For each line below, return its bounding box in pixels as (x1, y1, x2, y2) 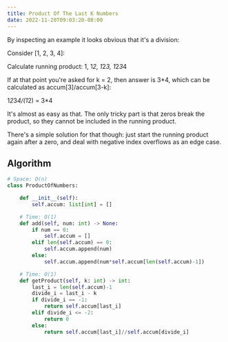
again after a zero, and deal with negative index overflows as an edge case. (7, 137, 222, 145)
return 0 (43, 315, 70, 323)
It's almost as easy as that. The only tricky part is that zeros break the (7, 110, 205, 118)
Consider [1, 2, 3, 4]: (7, 49, 65, 57)
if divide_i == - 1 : (32, 296, 88, 303)
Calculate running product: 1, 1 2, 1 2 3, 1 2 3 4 (7, 62, 127, 70)
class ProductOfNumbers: (7, 182, 79, 190)
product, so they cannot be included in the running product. (7, 117, 177, 125)
